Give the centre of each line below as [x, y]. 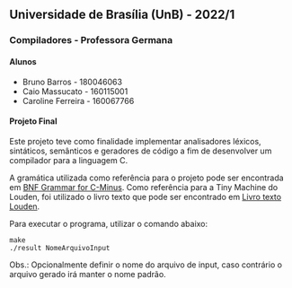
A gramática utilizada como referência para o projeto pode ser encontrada [147, 178]
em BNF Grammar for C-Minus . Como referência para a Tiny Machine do [144, 187]
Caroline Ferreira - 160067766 [78, 100]
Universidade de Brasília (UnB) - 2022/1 [122, 15]
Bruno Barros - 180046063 [72, 82]
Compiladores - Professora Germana [91, 40]
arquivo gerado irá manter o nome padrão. [88, 274]
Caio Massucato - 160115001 [75, 91]
